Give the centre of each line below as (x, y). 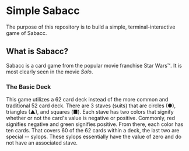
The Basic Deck (29, 87)
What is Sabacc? (37, 52)
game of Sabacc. (27, 33)
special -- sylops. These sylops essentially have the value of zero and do (94, 137)
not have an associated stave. (42, 143)
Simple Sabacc (43, 11)
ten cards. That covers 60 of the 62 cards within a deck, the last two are (93, 131)
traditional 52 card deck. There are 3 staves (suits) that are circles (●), (91, 106)
